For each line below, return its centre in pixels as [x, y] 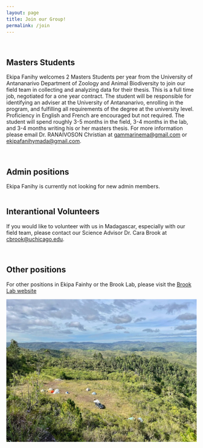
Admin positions [38, 172]
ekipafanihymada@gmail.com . [44, 141]
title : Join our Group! [36, 19]
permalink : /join [28, 25]
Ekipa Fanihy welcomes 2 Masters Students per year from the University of [100, 77]
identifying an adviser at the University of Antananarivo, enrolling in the [95, 103]
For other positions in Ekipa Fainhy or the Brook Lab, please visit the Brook [99, 284]
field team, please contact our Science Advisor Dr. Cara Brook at [87, 232]
